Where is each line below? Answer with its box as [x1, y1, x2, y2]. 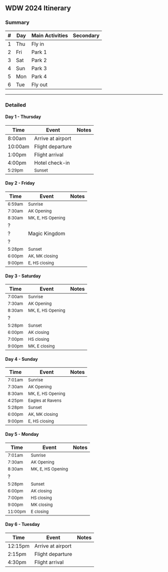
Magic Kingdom [28, 230, 65, 237]
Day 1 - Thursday [5, 114, 41, 120]
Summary [5, 19, 30, 26]
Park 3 [31, 65, 47, 72]
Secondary [72, 32, 100, 39]
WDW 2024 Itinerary [5, 4, 71, 13]
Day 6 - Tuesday [5, 521, 40, 527]
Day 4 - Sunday [5, 356, 38, 362]
